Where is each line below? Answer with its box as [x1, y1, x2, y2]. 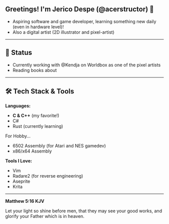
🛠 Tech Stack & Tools [5, 87, 74, 96]
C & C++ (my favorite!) [12, 113, 59, 119]
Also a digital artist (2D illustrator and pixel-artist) [12, 29, 115, 35]
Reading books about [12, 67, 57, 73]
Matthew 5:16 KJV [5, 198, 44, 204]
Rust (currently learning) [12, 123, 63, 129]
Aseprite [12, 178, 30, 184]
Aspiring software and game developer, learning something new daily [12, 18, 157, 24]
